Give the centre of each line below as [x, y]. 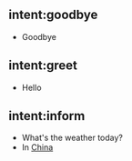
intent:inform [47, 116]
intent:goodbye [53, 15]
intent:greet [43, 66]
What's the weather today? [72, 138]
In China [37, 147]
